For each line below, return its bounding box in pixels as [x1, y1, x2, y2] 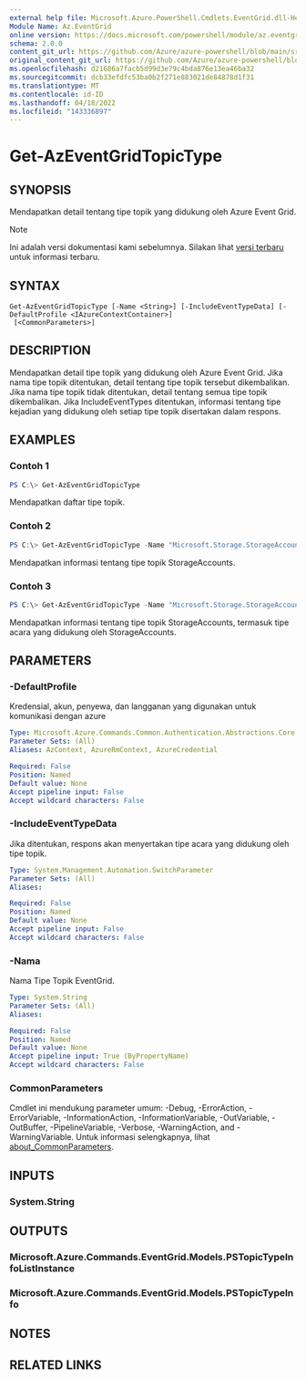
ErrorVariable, [9, 1113, 62, 1123]
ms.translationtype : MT [9, 81, 100, 90]
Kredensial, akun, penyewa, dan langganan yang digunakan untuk [9, 701, 257, 712]
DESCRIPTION [9, 343, 91, 359]
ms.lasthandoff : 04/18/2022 [9, 98, 117, 108]
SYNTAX [9, 277, 61, 293]
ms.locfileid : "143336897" [9, 107, 112, 116]
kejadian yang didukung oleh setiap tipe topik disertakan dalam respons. [9, 405, 281, 416]
